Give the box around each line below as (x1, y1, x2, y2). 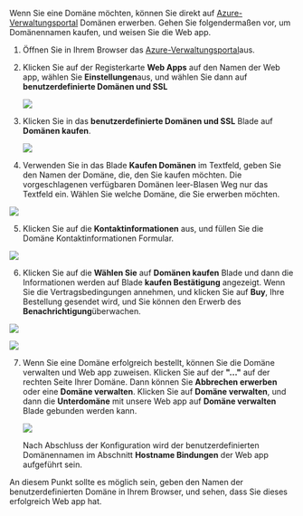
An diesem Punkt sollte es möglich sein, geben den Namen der (9, 477, 244, 487)
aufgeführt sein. (22, 459, 83, 470)
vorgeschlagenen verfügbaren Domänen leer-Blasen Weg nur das (22, 179, 269, 189)
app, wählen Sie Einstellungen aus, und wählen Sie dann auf (22, 72, 248, 82)
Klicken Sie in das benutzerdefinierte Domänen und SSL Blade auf (22, 116, 273, 126)
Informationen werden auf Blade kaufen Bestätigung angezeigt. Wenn (22, 277, 286, 288)
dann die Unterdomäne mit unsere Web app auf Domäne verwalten (22, 396, 277, 406)
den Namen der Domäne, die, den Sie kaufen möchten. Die (22, 169, 242, 180)
